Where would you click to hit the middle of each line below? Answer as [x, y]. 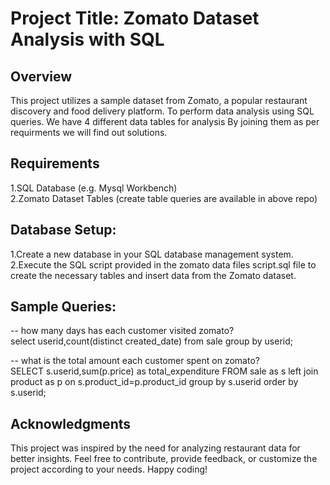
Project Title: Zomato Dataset [135, 18]
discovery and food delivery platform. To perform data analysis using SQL [162, 111]
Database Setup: [63, 230]
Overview [41, 76]
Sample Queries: [63, 307]
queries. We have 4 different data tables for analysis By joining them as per [165, 121]
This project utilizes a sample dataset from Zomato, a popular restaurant [159, 100]
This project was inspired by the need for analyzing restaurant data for [155, 448]
